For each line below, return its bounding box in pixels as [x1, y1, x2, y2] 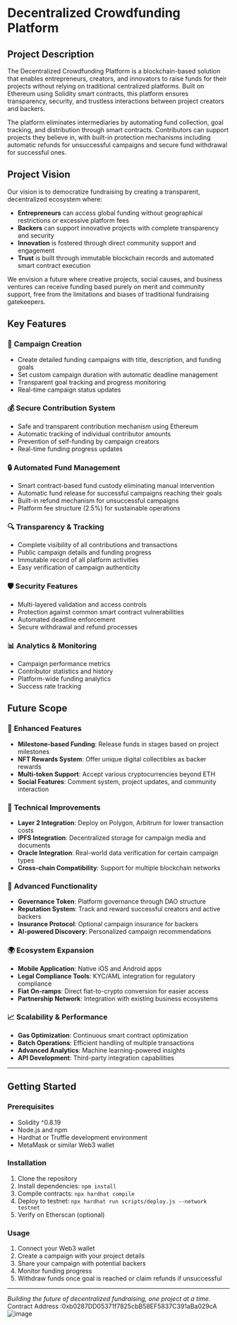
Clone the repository [17, 1174, 78, 1182]
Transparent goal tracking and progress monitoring [17, 378, 166, 386]
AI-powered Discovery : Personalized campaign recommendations [17, 928, 212, 936]
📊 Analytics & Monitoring [7, 641, 97, 650]
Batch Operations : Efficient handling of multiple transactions [17, 1038, 195, 1047]
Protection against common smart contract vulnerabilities [17, 607, 185, 616]
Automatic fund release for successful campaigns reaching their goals [17, 489, 222, 498]
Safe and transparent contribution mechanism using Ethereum [17, 422, 199, 431]
